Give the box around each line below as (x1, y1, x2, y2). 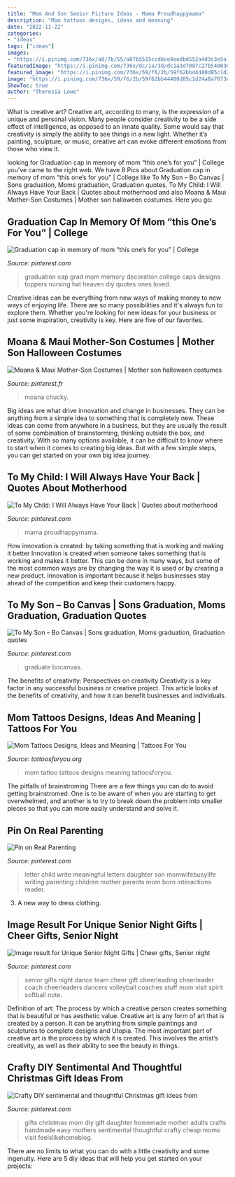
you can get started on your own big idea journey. (7, 451, 151, 459)
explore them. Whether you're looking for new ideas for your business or (7, 308, 217, 316)
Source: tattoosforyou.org (7, 755, 83, 763)
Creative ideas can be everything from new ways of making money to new (7, 293, 222, 302)
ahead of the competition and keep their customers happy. (7, 578, 176, 587)
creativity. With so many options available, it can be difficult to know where (7, 436, 223, 445)
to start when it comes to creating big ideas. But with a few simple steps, (7, 443, 217, 452)
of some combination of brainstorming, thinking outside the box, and (7, 429, 205, 437)
